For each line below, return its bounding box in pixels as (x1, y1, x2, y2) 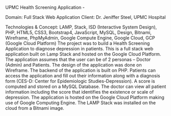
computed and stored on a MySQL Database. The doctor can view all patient (5, 83, 166, 90)
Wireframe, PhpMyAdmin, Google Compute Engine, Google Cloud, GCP (5, 35, 156, 41)
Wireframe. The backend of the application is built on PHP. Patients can (5, 67, 156, 73)
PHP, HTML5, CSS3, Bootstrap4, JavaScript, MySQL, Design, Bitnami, (5, 30, 152, 35)
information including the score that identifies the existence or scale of (5, 89, 154, 95)
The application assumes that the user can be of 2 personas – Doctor (5, 56, 151, 63)
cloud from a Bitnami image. (5, 105, 65, 111)
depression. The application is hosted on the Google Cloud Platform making (5, 94, 164, 100)
